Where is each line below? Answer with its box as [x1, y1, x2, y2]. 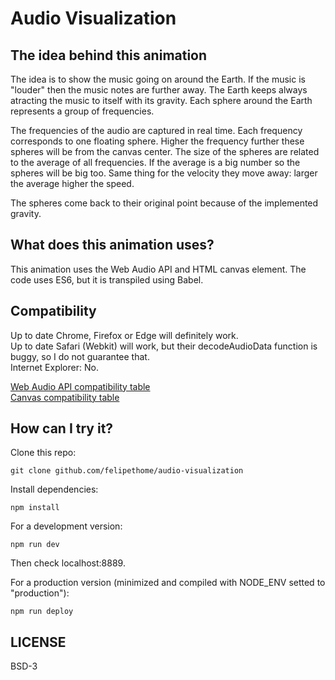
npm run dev [10, 540, 60, 550]
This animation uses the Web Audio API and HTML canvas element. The [10, 263, 307, 275]
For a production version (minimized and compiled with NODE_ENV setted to [10, 577, 326, 589]
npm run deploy [10, 607, 74, 617]
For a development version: [10, 520, 123, 532]
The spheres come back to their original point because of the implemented [10, 197, 319, 209]
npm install [10, 503, 60, 513]
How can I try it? [10, 420, 114, 437]
